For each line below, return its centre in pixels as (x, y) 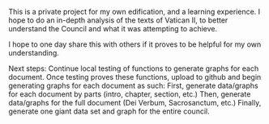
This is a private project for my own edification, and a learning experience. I (134, 12)
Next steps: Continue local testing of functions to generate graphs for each (134, 68)
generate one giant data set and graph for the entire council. (109, 111)
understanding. (34, 53)
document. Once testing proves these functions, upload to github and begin (135, 77)
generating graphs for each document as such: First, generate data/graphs (133, 85)
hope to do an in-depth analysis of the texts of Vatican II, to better (118, 20)
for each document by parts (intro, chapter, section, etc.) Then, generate (130, 94)
